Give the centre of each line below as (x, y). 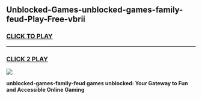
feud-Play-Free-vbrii (46, 19)
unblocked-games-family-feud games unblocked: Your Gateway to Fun (97, 83)
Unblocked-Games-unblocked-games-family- (95, 10)
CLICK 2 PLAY (27, 59)
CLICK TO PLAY (29, 37)
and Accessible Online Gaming (45, 89)
